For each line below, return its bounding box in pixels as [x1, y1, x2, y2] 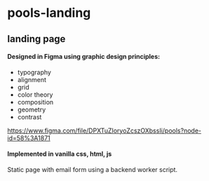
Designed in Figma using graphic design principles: [7, 53, 160, 61]
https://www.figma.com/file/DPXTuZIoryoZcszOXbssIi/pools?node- [7, 126, 202, 135]
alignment [17, 75, 47, 83]
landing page [7, 33, 66, 45]
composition [17, 98, 54, 106]
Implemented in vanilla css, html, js [7, 149, 112, 159]
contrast [17, 112, 42, 121]
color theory [17, 90, 53, 99]
